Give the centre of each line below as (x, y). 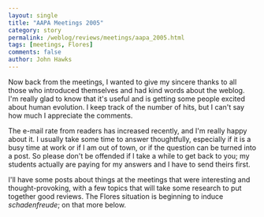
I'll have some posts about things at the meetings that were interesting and (129, 179)
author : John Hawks (40, 60)
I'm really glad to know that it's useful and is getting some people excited (127, 99)
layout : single (33, 15)
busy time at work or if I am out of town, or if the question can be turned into (132, 148)
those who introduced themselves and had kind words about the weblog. (126, 90)
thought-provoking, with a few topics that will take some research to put (125, 188)
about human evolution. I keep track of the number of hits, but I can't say (126, 107)
